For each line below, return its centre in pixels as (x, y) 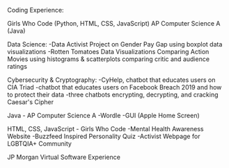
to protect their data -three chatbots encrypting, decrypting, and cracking (113, 94)
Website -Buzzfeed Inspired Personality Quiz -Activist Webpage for (104, 136)
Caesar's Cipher (31, 102)
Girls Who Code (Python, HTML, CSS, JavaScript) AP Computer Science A (114, 23)
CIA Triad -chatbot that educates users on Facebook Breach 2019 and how (114, 87)
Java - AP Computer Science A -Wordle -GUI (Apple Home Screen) (103, 115)
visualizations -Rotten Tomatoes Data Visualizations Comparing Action (108, 52)
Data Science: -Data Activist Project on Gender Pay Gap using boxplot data (115, 44)
